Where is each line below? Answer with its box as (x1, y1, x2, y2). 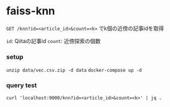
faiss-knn (6, 4, 56, 18)
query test (6, 81, 37, 90)
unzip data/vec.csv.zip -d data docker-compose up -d (6, 68, 142, 74)
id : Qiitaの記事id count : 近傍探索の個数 (6, 37, 101, 44)
